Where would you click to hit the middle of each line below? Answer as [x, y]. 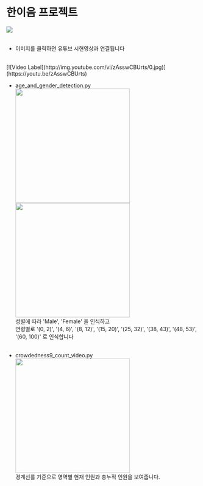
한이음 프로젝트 [42, 13]
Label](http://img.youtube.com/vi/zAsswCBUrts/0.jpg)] [97, 67]
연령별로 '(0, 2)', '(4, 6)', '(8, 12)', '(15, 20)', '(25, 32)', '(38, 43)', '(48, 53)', [106, 329]
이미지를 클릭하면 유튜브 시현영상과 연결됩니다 [70, 48]
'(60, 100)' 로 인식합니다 [45, 337]
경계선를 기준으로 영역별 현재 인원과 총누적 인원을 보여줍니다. [87, 477]
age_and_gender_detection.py [53, 85]
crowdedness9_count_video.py [54, 355]
